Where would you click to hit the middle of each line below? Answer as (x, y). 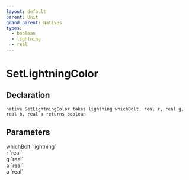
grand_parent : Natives (34, 22)
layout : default (26, 12)
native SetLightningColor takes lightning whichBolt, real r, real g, (95, 109)
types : (14, 28)
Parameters (28, 132)
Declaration (28, 95)
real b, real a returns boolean (46, 114)
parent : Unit (22, 17)
